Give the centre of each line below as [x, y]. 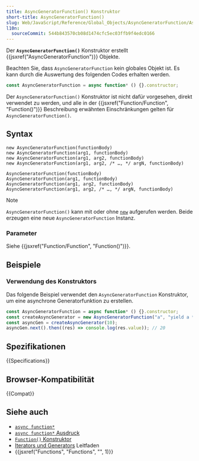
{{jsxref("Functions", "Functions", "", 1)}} [64, 452]
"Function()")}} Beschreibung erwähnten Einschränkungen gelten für [90, 109]
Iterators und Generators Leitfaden [57, 445]
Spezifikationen [36, 346]
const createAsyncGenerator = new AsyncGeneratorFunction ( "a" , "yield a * [100, 317]
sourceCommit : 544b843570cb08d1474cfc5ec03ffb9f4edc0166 [83, 34]
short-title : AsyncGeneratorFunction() [55, 17]
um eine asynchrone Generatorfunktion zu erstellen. [70, 301]
